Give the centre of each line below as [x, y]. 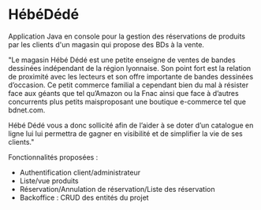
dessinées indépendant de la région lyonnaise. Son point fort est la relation [130, 68]
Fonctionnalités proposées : [53, 157]
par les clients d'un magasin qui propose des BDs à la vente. [106, 44]
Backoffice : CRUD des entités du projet [84, 197]
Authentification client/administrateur [80, 172]
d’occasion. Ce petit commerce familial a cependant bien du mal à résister [129, 85]
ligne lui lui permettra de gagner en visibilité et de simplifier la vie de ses [125, 133]
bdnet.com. [27, 110]
